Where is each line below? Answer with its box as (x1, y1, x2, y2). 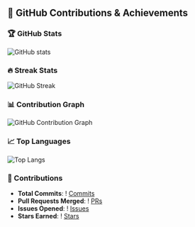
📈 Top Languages (7, 136, 71, 146)
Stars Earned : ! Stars (17, 211, 79, 220)
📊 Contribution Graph (7, 99, 85, 109)
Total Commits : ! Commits (17, 189, 95, 197)
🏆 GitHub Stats (7, 29, 62, 39)
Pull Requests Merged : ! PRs (17, 196, 103, 205)
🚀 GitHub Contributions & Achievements (7, 7, 189, 19)
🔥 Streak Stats (7, 65, 58, 75)
